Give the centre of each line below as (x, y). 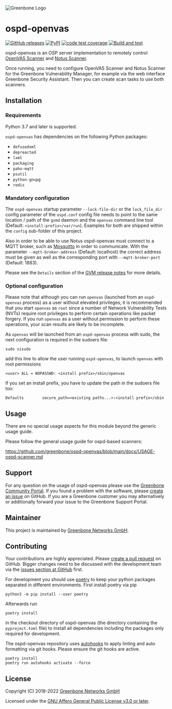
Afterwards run (21, 604)
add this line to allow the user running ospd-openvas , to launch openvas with (84, 359)
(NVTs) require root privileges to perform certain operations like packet (80, 314)
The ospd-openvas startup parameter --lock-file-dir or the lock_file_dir (84, 209)
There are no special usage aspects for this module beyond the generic (81, 426)
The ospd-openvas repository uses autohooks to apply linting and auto (80, 644)
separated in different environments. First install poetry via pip (71, 585)
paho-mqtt (23, 169)
